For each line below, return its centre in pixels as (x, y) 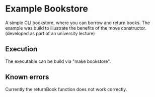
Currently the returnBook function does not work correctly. (66, 89)
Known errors (27, 77)
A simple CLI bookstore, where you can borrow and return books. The (77, 23)
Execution (21, 49)
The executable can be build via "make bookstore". (58, 61)
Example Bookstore (47, 9)
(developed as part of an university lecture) (50, 33)
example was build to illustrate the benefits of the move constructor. (76, 28)
